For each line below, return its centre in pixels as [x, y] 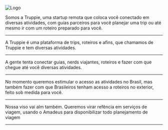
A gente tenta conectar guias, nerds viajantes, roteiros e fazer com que [78, 62]
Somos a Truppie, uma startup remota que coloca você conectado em [77, 17]
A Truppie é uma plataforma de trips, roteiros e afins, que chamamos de [79, 42]
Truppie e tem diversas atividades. [41, 48]
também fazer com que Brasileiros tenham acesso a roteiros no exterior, [79, 87]
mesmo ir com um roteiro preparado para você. [54, 28]
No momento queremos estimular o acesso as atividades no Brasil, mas [79, 82]
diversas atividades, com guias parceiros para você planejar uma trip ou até [83, 23]
